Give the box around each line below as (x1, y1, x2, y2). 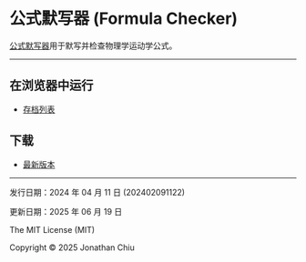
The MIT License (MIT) (9, 224, 96, 235)
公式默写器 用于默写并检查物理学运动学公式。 (9, 40, 178, 51)
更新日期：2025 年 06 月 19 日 (9, 206, 123, 217)
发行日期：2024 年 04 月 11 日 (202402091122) (9, 186, 185, 197)
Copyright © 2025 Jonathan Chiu (9, 242, 135, 253)
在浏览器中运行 (9, 78, 94, 94)
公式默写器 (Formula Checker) (9, 8, 239, 29)
